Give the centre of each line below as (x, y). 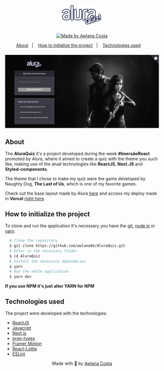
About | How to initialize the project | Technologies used (79, 45)
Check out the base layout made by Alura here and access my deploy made (81, 193)
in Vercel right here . (25, 199)
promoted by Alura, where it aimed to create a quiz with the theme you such (81, 159)
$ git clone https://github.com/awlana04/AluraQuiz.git (67, 246)
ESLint (19, 354)
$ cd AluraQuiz (25, 256)
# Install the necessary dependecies (48, 261)
